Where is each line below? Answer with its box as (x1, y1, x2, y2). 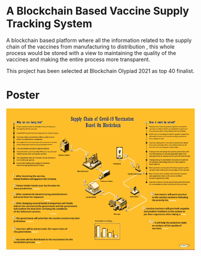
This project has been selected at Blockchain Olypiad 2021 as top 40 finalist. (6, 67, 195, 74)
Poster (6, 89, 40, 102)
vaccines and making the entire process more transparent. (6, 56, 151, 63)
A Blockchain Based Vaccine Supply (6, 4, 190, 18)
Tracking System (6, 17, 93, 31)
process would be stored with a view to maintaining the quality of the (6, 49, 176, 56)
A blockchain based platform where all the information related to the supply (6, 36, 192, 44)
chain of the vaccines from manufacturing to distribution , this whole (6, 43, 175, 50)
